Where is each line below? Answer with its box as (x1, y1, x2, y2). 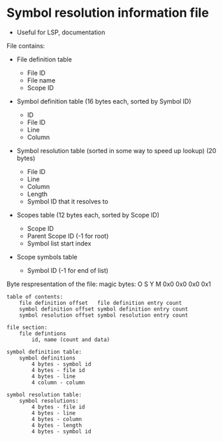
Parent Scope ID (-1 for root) (27, 231, 109, 240)
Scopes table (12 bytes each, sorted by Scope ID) (16, 211, 160, 219)
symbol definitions (19, 355, 76, 362)
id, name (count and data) (31, 336, 110, 343)
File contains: (6, 41, 45, 50)
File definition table (16, 55, 73, 64)
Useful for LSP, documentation (16, 28, 106, 36)
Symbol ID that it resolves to (27, 197, 109, 206)
